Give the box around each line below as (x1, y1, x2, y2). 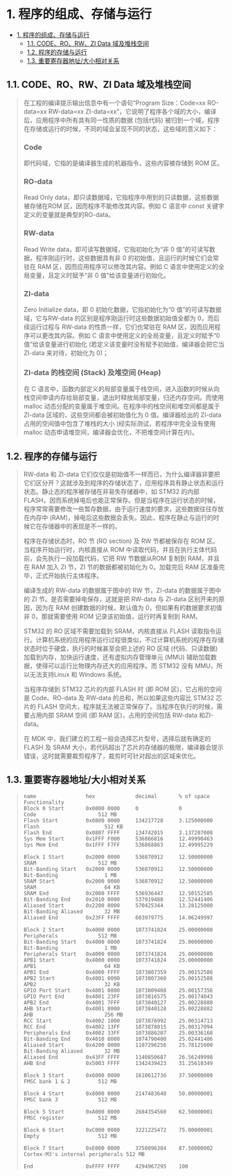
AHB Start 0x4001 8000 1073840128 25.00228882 (23, 1005, 213, 1012)
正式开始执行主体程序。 (35, 571, 103, 580)
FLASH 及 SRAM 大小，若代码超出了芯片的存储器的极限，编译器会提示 (23, 743, 224, 752)
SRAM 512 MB (23, 859, 117, 867)
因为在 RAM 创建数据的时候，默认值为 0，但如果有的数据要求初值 (35, 604, 222, 612)
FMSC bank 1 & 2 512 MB (23, 1078, 117, 1085)
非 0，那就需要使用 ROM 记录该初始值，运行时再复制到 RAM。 (23, 612, 202, 621)
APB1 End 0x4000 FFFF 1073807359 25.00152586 (23, 969, 213, 976)
